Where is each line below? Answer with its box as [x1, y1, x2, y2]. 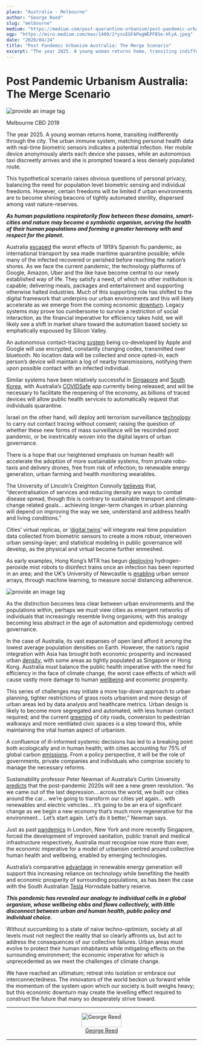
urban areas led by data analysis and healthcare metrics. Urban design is [6, 700, 188, 707]
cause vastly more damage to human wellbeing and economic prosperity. [6, 676, 189, 683]
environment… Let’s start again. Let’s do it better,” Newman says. [6, 814, 168, 821]
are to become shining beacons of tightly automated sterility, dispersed [6, 194, 184, 201]
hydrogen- [155, 557, 181, 564]
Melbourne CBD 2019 [6, 119, 60, 126]
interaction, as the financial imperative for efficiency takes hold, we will [6, 314, 183, 321]
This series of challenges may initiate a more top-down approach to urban [6, 687, 191, 695]
